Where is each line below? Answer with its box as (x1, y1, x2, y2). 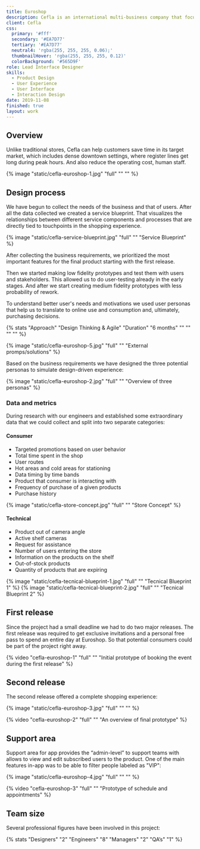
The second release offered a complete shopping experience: (6, 693, 158, 700)
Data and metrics (6, 399, 57, 407)
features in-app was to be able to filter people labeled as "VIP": (6, 762, 162, 769)
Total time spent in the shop (14, 452, 83, 459)
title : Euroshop (6, 8, 46, 15)
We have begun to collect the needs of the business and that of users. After (6, 203, 192, 210)
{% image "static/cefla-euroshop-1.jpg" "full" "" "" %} (6, 170, 139, 177)
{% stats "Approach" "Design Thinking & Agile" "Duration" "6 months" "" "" (6, 324, 191, 331)
